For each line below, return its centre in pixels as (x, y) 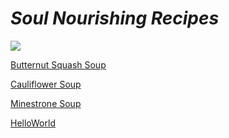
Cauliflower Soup (46, 84)
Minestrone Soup (46, 103)
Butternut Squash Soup (58, 64)
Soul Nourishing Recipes (115, 18)
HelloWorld (33, 123)
